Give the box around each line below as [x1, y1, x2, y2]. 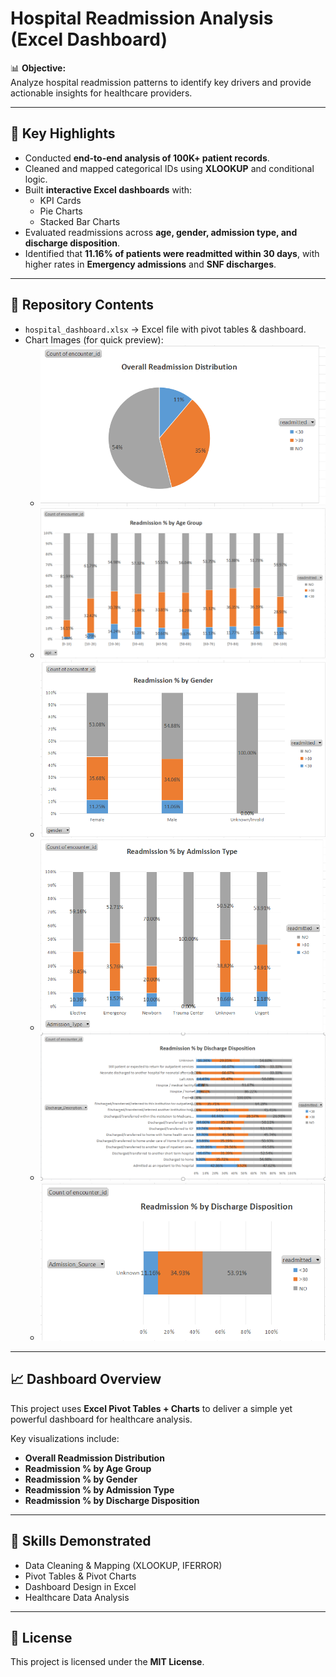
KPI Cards [39, 194, 82, 206]
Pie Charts [39, 205, 83, 217]
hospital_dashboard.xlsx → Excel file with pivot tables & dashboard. [24, 323, 307, 335]
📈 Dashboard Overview [10, 1371, 162, 1388]
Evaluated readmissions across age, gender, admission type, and [24, 226, 298, 238]
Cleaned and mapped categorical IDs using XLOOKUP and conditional [24, 162, 315, 174]
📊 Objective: [10, 62, 67, 74]
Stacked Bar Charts [39, 215, 121, 227]
